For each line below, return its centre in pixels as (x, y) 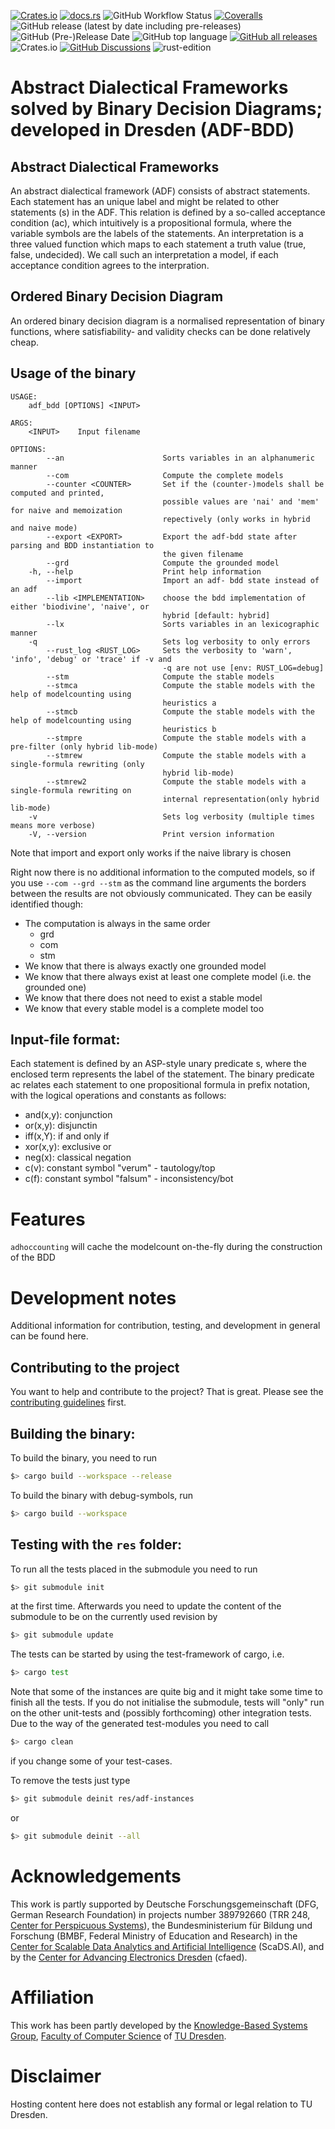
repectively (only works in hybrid (236, 519)
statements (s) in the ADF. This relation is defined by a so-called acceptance (168, 212)
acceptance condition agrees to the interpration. (110, 265)
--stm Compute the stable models (160, 676)
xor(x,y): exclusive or (68, 1147)
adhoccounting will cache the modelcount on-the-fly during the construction (166, 1247)
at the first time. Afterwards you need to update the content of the (146, 1606)
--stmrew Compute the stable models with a (176, 755)
